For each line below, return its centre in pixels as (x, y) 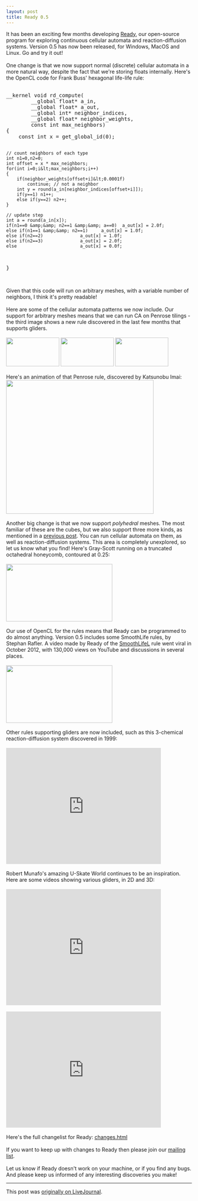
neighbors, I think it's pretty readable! (52, 297)
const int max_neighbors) (68, 125)
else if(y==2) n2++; (42, 199)
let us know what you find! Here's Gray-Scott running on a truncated (89, 548)
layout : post (22, 12)
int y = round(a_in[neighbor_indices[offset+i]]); (80, 189)
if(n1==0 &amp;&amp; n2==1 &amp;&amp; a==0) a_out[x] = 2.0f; (85, 225)
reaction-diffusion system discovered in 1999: (62, 739)
